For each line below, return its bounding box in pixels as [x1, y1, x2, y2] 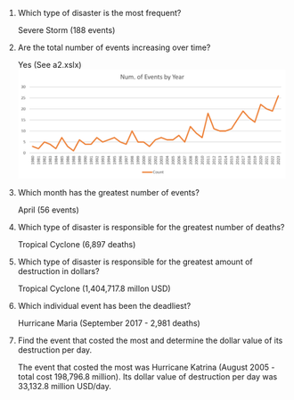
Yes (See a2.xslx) [17, 60, 82, 70]
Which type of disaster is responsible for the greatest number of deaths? [17, 221, 285, 232]
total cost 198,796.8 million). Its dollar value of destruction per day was [17, 371, 278, 382]
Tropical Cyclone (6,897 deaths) [17, 238, 136, 249]
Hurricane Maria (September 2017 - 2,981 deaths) [17, 317, 200, 329]
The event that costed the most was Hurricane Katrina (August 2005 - [17, 362, 275, 372]
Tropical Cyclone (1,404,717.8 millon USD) [17, 283, 171, 294]
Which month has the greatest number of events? [17, 187, 200, 197]
